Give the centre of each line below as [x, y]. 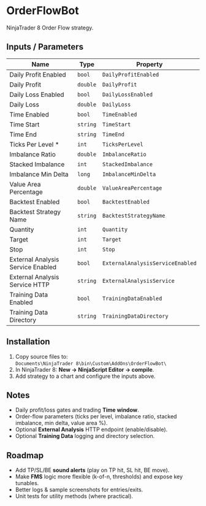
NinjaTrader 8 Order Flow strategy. [50, 28]
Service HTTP [30, 285]
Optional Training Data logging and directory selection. [85, 436]
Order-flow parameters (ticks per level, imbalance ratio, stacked [96, 416]
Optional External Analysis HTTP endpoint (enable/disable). [91, 429]
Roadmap [25, 455]
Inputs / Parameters [45, 47]
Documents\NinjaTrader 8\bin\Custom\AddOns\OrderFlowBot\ [91, 363]
